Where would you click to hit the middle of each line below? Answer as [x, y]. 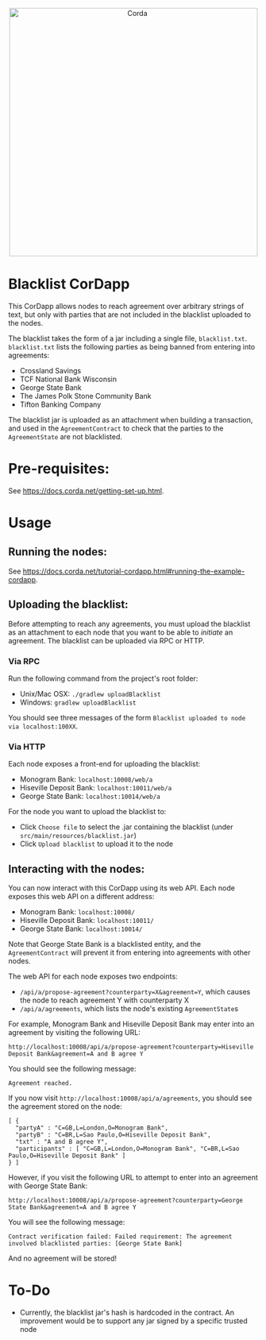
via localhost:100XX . [43, 726]
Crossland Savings [50, 370]
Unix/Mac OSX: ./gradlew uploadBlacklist [90, 693]
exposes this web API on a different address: [81, 897]
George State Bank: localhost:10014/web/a [90, 796]
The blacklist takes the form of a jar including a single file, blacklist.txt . [128, 338]
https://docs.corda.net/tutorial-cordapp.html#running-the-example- [134, 571]
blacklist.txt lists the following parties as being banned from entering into [132, 346]
